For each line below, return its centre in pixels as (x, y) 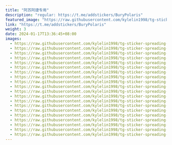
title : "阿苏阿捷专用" (27, 10)
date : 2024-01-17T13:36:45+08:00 (41, 34)
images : (14, 39)
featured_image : (23, 20)
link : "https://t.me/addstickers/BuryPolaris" (56, 24)
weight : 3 (16, 29)
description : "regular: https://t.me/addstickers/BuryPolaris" (74, 15)
